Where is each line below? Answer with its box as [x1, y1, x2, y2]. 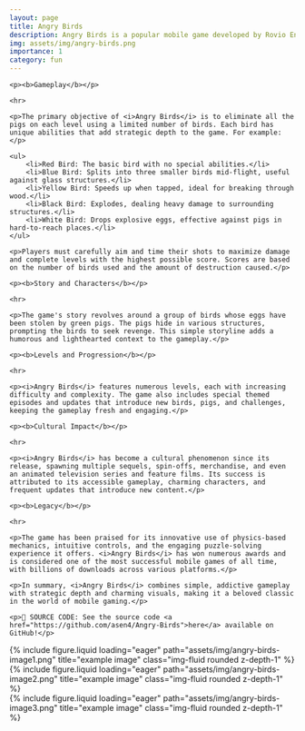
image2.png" [9, 674, 58, 684]
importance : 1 [9, 47, 64, 56]
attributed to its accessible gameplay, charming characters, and [9, 478, 266, 487]
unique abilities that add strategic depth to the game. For [9, 128, 246, 137]
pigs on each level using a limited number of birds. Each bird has [9, 120, 274, 129]
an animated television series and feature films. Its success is [9, 469, 266, 479]
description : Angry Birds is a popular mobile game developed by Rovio [9, 30, 286, 39]
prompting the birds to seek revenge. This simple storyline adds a [9, 327, 274, 336]
